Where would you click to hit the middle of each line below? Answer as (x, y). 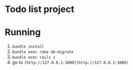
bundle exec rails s (34, 57)
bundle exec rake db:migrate (43, 52)
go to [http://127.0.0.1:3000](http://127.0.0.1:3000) (70, 62)
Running (23, 32)
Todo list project (39, 9)
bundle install (28, 47)
